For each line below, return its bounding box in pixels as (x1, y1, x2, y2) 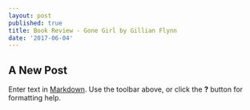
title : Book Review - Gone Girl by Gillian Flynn (8, 26, 178, 34)
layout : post (8, 11, 52, 20)
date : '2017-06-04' (8, 33, 74, 42)
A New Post (8, 63, 68, 77)
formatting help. (8, 93, 62, 103)
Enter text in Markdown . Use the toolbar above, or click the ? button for (8, 84, 243, 94)
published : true (8, 19, 62, 27)
